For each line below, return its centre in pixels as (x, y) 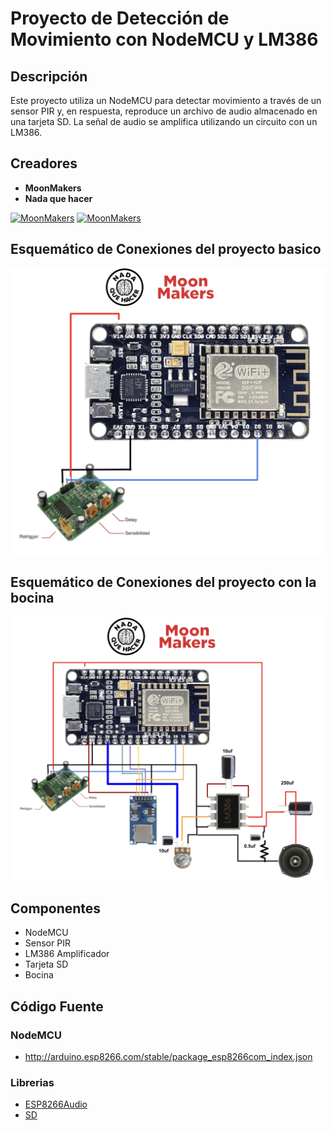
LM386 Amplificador (67, 954)
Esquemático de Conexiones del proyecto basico (166, 249)
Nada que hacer (58, 198)
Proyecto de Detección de (120, 18)
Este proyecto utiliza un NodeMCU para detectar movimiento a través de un (166, 100)
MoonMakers (53, 188)
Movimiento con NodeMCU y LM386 (164, 39)
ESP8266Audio (56, 1104)
